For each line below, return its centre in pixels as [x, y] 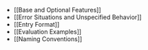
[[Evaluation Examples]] [47, 32]
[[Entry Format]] [36, 24]
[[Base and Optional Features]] [57, 10]
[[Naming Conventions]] [48, 39]
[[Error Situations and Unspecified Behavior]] [78, 17]
